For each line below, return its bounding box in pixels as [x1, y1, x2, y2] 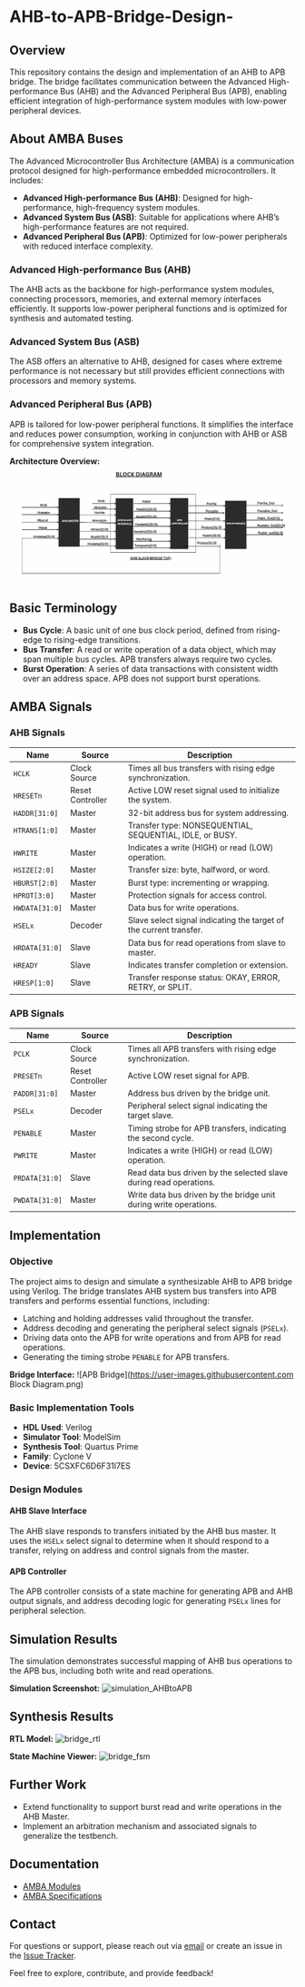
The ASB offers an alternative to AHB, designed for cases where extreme [9, 356, 283, 367]
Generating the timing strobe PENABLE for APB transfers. [22, 1351, 230, 1362]
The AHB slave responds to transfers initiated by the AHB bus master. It [9, 1526, 277, 1537]
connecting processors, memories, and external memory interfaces [9, 293, 261, 305]
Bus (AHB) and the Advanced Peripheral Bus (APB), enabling [60, 86, 288, 96]
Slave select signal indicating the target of [128, 915, 284, 926]
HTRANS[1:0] [13, 826, 59, 836]
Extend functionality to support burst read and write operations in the [22, 1801, 282, 1812]
